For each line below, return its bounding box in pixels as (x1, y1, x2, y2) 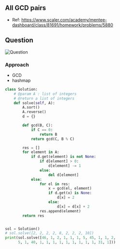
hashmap (12, 77, 31, 83)
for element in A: (22, 150, 60, 155)
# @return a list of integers (14, 96, 75, 101)
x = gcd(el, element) (48, 186, 92, 191)
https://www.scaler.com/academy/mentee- (21, 17, 107, 22)
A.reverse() (22, 110, 47, 115)
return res (22, 213, 45, 218)
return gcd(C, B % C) (30, 136, 75, 141)
